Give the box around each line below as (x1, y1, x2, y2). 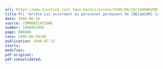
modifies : (5, 48, 25, 52)
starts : (5, 43, 21, 48)
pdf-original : (5, 52, 34, 57)
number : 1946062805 (5, 25, 45, 30)
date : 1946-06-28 (5, 16, 40, 21)
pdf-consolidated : (5, 57, 42, 62)
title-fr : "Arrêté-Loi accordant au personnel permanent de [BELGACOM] (5, 12, 153, 17)
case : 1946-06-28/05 (5, 34, 47, 39)
